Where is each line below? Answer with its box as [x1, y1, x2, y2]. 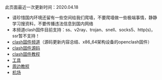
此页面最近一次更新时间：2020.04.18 [5, 4, 79, 10]
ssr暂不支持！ [12, 33, 40, 39]
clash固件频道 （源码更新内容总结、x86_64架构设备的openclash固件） [12, 39, 152, 45]
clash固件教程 [12, 51, 40, 57]
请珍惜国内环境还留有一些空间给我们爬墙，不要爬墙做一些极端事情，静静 [12, 15, 157, 20]
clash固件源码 [12, 45, 40, 51]
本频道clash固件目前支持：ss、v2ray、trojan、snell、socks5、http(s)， [12, 27, 156, 33]
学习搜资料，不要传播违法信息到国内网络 [12, 21, 93, 26]
